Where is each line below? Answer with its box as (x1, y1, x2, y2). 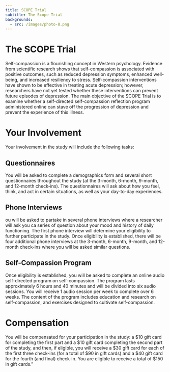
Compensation (5, 317, 69, 329)
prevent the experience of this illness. (5, 109, 84, 115)
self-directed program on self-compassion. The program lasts (5, 277, 135, 283)
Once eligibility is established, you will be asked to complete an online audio (5, 272, 165, 278)
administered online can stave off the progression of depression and (5, 104, 149, 110)
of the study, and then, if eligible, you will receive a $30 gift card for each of (5, 344, 164, 351)
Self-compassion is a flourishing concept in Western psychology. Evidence (5, 61, 163, 67)
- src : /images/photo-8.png (10, 21, 70, 27)
